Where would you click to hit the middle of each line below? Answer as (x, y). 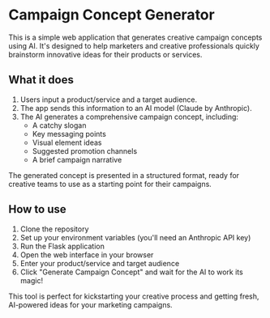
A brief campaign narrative (77, 159)
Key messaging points (69, 134)
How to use (37, 209)
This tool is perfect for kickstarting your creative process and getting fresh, (134, 296)
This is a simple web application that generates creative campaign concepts (135, 37)
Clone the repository (54, 229)
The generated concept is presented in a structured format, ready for (124, 175)
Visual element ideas (67, 142)
